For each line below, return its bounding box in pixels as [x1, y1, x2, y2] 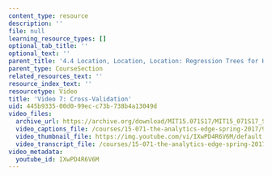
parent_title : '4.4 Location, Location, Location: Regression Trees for [8, 58, 259, 66]
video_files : [8, 110, 53, 118]
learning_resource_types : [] [8, 34, 107, 43]
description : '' [8, 19, 63, 28]
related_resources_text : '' [8, 72, 104, 80]
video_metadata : [8, 148, 63, 156]
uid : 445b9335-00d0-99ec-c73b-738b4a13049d [8, 102, 158, 110]
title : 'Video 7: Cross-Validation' [8, 95, 132, 103]
